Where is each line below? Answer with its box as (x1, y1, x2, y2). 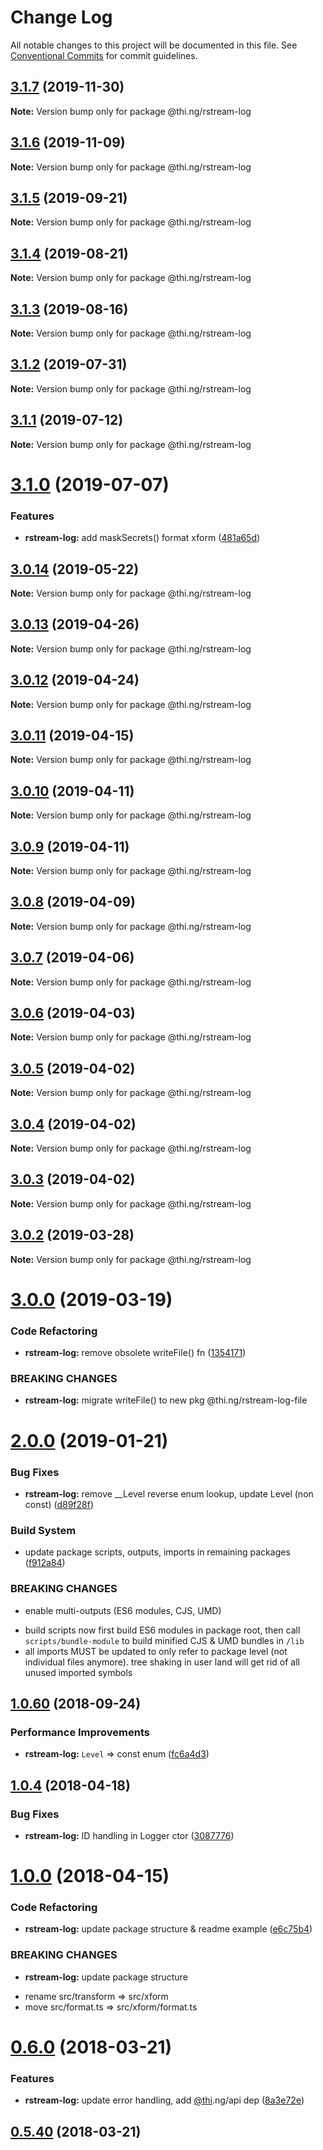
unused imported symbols (24, 1666, 133, 1678)
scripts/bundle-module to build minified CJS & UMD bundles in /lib (24, 1634, 305, 1646)
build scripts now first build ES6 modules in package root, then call (24, 1624, 301, 1636)
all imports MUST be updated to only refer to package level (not (24, 1645, 288, 1657)
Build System (10, 1523, 77, 1537)
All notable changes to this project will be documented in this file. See (10, 39, 298, 51)
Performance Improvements (10, 1725, 151, 1739)
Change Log (10, 6, 113, 29)
